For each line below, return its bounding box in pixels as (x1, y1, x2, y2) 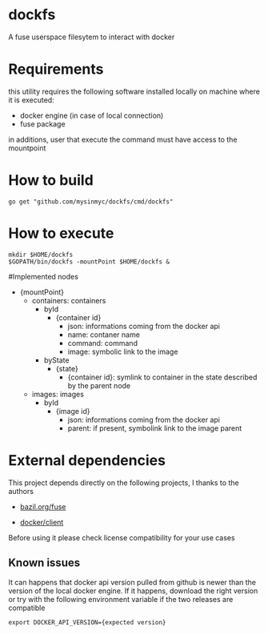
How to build (8, 171, 94, 190)
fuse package (19, 118, 66, 129)
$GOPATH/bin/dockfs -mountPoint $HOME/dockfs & (8, 258, 170, 266)
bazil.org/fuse (19, 502, 66, 512)
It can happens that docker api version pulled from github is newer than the (8, 577, 257, 587)
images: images (31, 389, 84, 399)
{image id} (55, 406, 90, 415)
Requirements (8, 60, 104, 78)
